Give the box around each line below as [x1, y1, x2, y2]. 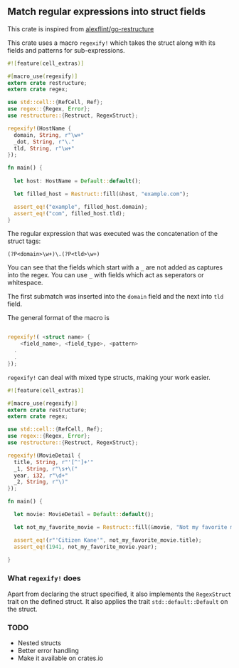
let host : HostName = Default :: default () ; [14, 178, 142, 185]
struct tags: [7, 237, 41, 245]
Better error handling [17, 646, 80, 654]
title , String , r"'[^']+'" [14, 458, 94, 466]
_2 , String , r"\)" [14, 478, 69, 485]
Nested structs [17, 638, 62, 647]
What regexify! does [7, 573, 82, 583]
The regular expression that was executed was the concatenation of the [7, 230, 218, 238]
